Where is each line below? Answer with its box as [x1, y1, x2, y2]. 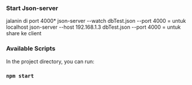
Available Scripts [6, 45, 56, 53]
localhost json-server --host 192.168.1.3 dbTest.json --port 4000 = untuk [6, 23, 181, 30]
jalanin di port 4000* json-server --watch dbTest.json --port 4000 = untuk [6, 18, 186, 25]
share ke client [6, 30, 42, 37]
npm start [6, 72, 34, 79]
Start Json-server [6, 4, 59, 12]
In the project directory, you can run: [6, 57, 95, 65]
